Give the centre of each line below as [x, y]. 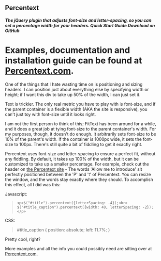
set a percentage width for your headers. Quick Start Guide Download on [80, 25]
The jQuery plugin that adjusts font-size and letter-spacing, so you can [78, 20]
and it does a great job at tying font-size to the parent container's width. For [80, 129]
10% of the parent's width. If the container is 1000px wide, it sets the [73, 139]
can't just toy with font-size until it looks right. [51, 114]
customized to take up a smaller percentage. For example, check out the [77, 164]
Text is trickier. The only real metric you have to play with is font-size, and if [80, 104]
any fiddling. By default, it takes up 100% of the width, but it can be [72, 159]
